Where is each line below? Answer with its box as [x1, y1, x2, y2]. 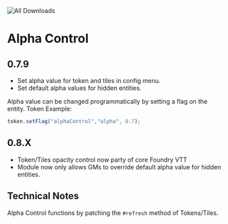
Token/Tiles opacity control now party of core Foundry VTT [17, 156, 188, 164]
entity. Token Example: [7, 104, 72, 113]
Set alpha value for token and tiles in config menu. [17, 77, 161, 84]
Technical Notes [7, 190, 80, 202]
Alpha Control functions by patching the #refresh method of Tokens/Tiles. [7, 208, 219, 217]
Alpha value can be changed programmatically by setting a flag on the [7, 97, 208, 105]
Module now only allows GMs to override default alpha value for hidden [17, 162, 222, 171]
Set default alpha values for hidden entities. [17, 84, 142, 92]
